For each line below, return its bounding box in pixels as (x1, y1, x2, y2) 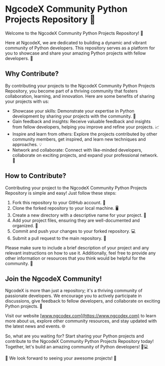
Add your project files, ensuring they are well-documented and (12, 217, 140, 223)
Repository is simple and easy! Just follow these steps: (5, 190, 117, 196)
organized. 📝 (12, 222, 38, 228)
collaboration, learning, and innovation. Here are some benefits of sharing (5, 93, 155, 99)
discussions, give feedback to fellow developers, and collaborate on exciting (5, 298, 161, 304)
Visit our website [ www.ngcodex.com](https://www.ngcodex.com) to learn (5, 313, 157, 319)
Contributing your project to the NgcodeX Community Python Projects (5, 184, 147, 190)
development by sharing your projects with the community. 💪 (12, 113, 136, 119)
